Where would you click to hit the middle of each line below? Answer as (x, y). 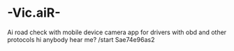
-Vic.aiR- (34, 13)
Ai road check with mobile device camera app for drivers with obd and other (117, 32)
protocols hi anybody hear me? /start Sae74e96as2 (81, 39)
